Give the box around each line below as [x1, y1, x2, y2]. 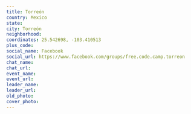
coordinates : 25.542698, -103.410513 [6, 37, 102, 43]
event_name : [6, 71, 36, 77]
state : [6, 20, 23, 26]
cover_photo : [6, 98, 39, 104]
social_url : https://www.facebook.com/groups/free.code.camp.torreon [6, 54, 186, 60]
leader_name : [6, 82, 39, 88]
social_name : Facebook [6, 48, 63, 54]
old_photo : [6, 93, 34, 99]
